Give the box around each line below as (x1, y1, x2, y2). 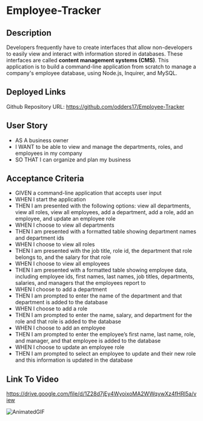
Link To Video (6, 374, 59, 384)
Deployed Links (6, 87, 66, 97)
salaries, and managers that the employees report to (15, 279, 146, 287)
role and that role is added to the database (15, 318, 121, 325)
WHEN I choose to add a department (15, 286, 107, 293)
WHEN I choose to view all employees (15, 260, 110, 267)
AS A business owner (15, 137, 69, 144)
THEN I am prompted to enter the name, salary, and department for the (15, 312, 193, 319)
